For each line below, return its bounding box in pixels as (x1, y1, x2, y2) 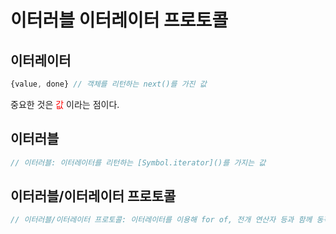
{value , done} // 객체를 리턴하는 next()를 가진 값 (10, 79, 207, 89)
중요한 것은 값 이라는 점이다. (10, 98, 120, 110)
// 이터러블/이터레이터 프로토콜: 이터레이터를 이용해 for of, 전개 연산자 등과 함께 (10, 215, 313, 225)
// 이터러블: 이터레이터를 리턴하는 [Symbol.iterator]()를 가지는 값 (10, 157, 267, 168)
